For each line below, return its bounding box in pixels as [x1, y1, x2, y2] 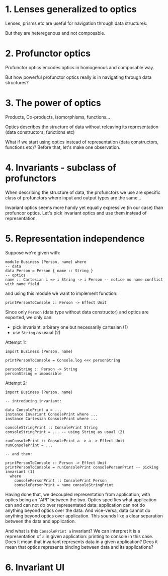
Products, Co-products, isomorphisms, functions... [5, 114, 111, 120]
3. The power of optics [5, 97, 102, 109]
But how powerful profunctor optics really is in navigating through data [5, 74, 152, 80]
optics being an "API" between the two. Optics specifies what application [5, 496, 157, 503]
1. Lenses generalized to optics [5, 4, 137, 15]
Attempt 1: [5, 339, 26, 345]
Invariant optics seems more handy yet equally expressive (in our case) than [5, 204, 163, 211]
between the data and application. [5, 518, 76, 524]
